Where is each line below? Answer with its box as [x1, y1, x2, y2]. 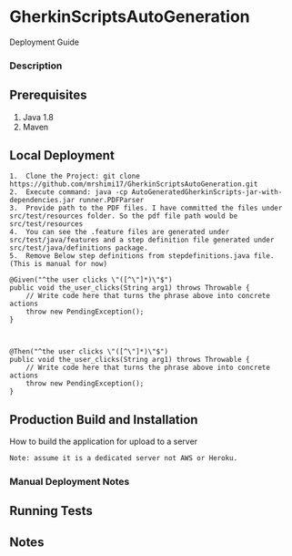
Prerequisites [9, 88, 87, 103]
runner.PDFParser [78, 196, 145, 205]
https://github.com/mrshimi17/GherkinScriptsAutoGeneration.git [9, 180, 258, 189]
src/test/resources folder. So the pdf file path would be [9, 211, 238, 221]
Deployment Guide [9, 36, 80, 47]
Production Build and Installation [9, 412, 198, 427]
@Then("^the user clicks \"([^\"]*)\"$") [9, 347, 169, 356]
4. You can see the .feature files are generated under [9, 228, 230, 237]
